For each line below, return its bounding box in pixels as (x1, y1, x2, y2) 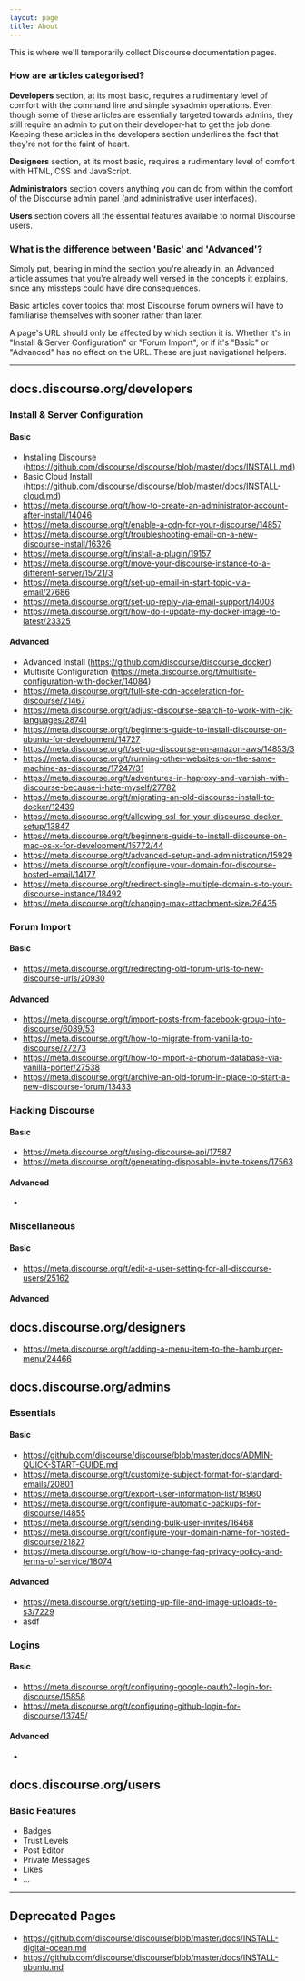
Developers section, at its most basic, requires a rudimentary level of (9, 90, 269, 101)
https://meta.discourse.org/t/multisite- (113, 666, 257, 677)
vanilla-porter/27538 (22, 1062, 101, 1073)
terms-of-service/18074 (22, 1555, 113, 1567)
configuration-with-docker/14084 (22, 676, 148, 687)
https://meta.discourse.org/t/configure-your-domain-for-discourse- (22, 859, 277, 870)
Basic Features (9, 1805, 77, 1818)
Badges (22, 1825, 52, 1836)
